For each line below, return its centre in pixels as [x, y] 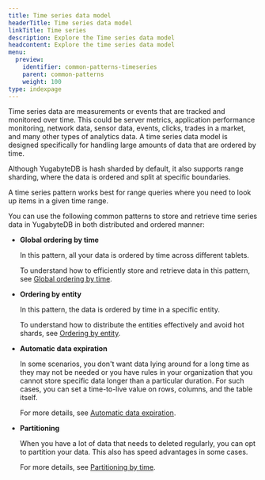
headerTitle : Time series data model [70, 23]
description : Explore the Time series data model [92, 38]
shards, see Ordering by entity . [70, 334]
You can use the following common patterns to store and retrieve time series [133, 216]
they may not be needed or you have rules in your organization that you [136, 372]
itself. [28, 398]
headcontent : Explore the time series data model [92, 45]
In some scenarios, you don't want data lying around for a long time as [134, 364]
